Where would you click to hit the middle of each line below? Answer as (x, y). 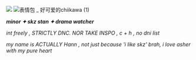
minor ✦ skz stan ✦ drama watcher (50, 21)
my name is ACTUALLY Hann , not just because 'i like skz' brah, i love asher (99, 44)
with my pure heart (29, 51)
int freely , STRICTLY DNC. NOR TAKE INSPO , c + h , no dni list (83, 33)
